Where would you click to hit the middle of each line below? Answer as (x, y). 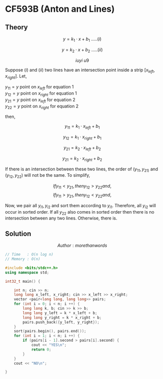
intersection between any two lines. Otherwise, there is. (61, 218)
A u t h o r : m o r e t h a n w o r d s (82, 245)
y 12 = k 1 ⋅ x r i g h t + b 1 (82, 137)
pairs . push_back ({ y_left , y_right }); (61, 322)
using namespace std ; (27, 272)
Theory (17, 27)
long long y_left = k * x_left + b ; (60, 313)
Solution (18, 233)
